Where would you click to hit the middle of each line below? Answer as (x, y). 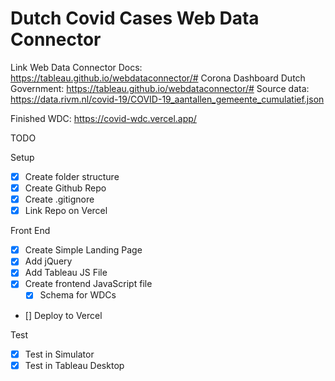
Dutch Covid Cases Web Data (135, 18)
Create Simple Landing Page (83, 250)
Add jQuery (48, 261)
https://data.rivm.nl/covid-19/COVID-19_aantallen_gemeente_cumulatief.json (167, 99)
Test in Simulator (59, 354)
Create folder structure (72, 176)
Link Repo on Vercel (66, 211)
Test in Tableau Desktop (74, 365)
